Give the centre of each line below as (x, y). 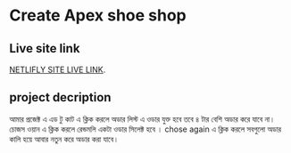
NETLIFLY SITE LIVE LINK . (58, 69)
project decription (60, 97)
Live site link (45, 48)
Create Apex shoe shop (98, 16)
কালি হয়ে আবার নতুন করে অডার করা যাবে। (64, 139)
